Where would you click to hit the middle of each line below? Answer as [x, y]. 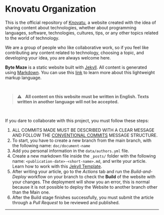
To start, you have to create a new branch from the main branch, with [82, 140]
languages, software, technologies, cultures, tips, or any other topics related [82, 33]
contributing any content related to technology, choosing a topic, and [74, 53]
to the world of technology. [32, 38]
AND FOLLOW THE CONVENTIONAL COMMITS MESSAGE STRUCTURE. [85, 135]
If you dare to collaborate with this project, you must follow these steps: [77, 120]
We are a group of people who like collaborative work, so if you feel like [77, 47]
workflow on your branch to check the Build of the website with [92, 176]
